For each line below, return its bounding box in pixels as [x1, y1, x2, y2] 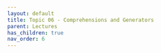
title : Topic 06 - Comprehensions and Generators [7, 17, 155, 23]
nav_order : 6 [7, 36, 45, 43]
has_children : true [7, 29, 64, 36]
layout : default [7, 10, 54, 17]
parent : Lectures [7, 23, 58, 30]
